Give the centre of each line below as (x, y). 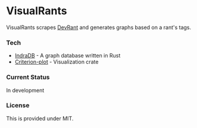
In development (25, 90)
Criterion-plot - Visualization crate (57, 62)
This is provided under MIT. (40, 118)
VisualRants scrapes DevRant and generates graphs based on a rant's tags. (99, 27)
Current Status (28, 77)
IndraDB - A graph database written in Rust (68, 56)
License (18, 105)
